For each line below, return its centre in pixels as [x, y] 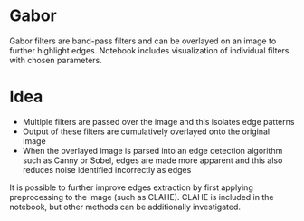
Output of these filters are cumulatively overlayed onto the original [146, 131]
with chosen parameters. [56, 60]
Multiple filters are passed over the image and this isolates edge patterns [158, 121]
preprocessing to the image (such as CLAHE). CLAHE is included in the [142, 197]
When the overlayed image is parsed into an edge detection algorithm [152, 150]
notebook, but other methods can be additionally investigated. [125, 207]
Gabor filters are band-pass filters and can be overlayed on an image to [143, 41]
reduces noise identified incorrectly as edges [107, 169]
